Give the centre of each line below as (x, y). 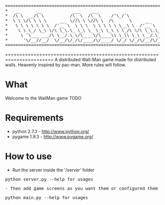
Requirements (34, 118)
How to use (28, 156)
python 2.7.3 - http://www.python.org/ (51, 131)
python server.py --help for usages (49, 179)
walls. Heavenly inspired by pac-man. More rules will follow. (66, 65)
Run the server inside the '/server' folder (53, 170)
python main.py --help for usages (47, 197)
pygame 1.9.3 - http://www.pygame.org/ (53, 137)
